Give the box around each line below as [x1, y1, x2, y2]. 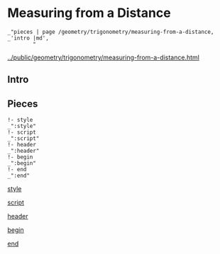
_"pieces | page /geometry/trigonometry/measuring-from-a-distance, [7, 28, 214, 35]
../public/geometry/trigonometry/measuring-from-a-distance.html [7, 53, 200, 62]
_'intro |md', [7, 34, 50, 42]
